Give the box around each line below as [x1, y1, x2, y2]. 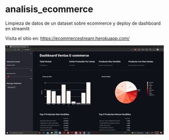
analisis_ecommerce [5, 4, 94, 15]
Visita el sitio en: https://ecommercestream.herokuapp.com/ [5, 35, 130, 41]
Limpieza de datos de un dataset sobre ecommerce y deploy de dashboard [5, 20, 161, 26]
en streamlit [5, 25, 30, 31]
